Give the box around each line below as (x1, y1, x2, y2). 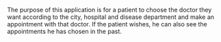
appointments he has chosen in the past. (7, 27, 122, 35)
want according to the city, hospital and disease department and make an (7, 13, 214, 21)
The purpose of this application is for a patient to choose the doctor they (7, 6, 212, 14)
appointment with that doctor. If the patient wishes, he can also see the (7, 20, 207, 28)
